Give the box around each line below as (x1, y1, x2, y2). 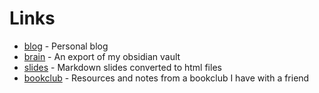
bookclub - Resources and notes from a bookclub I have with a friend (23, 72, 310, 84)
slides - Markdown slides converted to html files (23, 61, 222, 73)
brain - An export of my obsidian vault (23, 50, 181, 62)
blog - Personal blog (23, 40, 109, 52)
